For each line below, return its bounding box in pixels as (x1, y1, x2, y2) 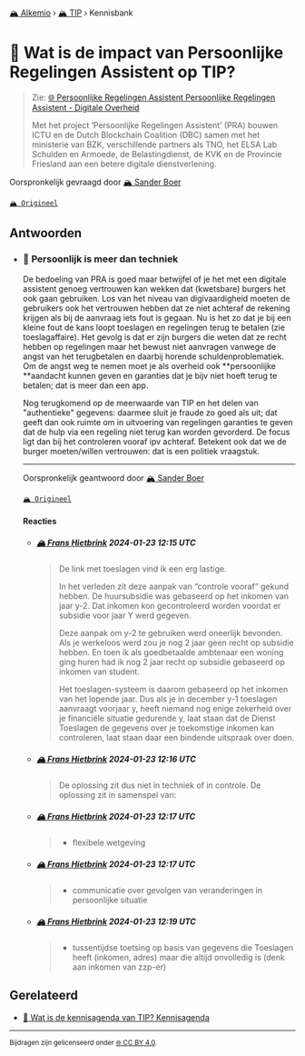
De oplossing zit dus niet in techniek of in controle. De (58, 780, 261, 791)
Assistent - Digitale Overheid (31, 102, 140, 113)
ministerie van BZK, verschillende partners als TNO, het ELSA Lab (31, 139, 278, 150)
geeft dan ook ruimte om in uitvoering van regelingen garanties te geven (22, 416, 293, 427)
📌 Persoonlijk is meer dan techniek (22, 253, 179, 265)
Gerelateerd (9, 988, 79, 1003)
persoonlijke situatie (72, 894, 148, 906)
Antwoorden (9, 225, 83, 241)
